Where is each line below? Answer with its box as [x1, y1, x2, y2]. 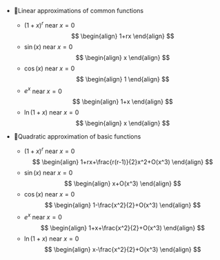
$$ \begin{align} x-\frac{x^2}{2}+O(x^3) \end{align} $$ [44, 245, 201, 253]
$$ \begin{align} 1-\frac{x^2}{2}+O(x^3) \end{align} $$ [44, 201, 201, 209]
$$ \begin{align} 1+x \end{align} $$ [72, 97, 174, 106]
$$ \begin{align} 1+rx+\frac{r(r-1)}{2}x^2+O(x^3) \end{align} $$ [32, 157, 214, 166]
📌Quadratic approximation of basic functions [13, 132, 141, 141]
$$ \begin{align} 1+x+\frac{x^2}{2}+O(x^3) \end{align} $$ [40, 223, 206, 232]
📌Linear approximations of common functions [13, 7, 143, 14]
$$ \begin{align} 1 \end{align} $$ [75, 74, 170, 83]
